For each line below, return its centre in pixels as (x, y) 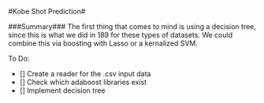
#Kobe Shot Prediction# (47, 11)
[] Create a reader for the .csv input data (85, 74)
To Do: (19, 59)
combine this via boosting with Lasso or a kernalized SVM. (103, 43)
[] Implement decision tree (62, 90)
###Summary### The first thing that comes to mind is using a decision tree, (132, 26)
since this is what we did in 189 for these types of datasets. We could (121, 35)
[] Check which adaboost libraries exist (83, 82)
